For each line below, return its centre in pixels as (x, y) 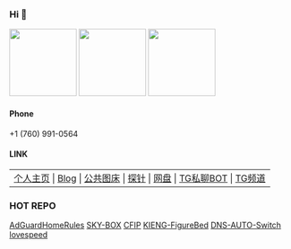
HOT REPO (33, 205)
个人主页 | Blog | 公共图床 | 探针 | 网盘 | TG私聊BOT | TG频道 (140, 178)
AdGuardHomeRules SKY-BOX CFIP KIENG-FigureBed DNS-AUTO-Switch (145, 225)
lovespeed (29, 235)
